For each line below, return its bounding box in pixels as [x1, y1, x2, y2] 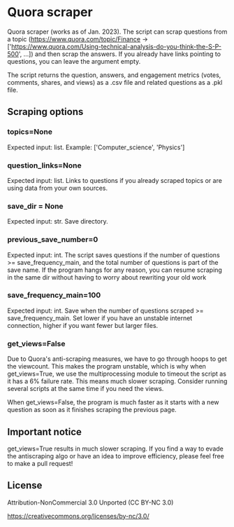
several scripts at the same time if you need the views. [7, 385, 164, 393]
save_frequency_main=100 [7, 290, 101, 300]
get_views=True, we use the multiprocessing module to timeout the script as [7, 369, 227, 378]
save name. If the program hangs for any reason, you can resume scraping [7, 266, 222, 274]
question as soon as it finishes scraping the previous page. [7, 406, 177, 414]
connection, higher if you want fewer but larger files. [7, 321, 159, 329]
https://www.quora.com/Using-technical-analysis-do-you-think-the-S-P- [11, 42, 222, 50]
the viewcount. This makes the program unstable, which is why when [7, 362, 206, 371]
